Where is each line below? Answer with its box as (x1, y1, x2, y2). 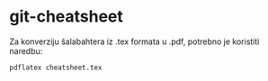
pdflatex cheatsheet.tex (9, 63, 103, 72)
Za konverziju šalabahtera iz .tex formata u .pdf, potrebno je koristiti (9, 36, 260, 47)
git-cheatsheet (9, 6, 124, 27)
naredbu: (9, 45, 43, 56)
